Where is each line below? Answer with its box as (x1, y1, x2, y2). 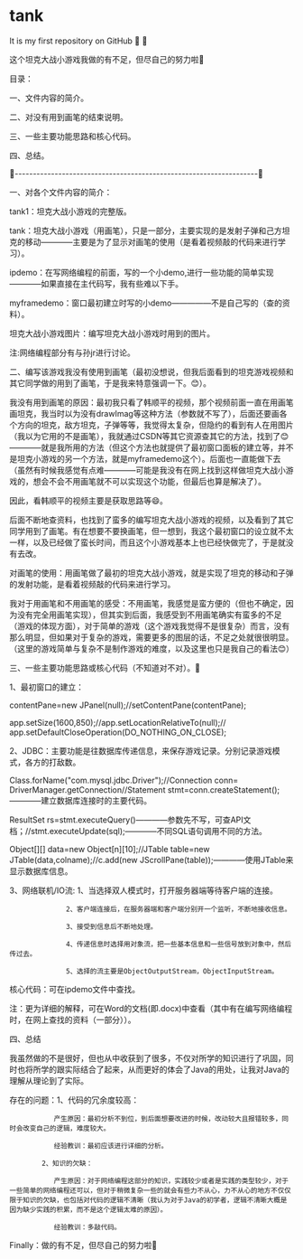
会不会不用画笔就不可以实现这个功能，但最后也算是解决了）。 (40, 475, 266, 486)
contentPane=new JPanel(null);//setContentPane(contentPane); (9, 700, 246, 710)
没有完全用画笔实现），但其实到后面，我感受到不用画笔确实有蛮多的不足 (16, 609, 282, 620)
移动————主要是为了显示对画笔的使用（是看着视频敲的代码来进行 (24, 236, 278, 247)
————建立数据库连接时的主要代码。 (9, 794, 151, 805)
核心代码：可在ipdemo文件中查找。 (9, 983, 141, 994)
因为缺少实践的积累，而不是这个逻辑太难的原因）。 (9, 1205, 168, 1214)
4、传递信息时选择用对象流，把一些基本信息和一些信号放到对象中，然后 (66, 939, 291, 949)
